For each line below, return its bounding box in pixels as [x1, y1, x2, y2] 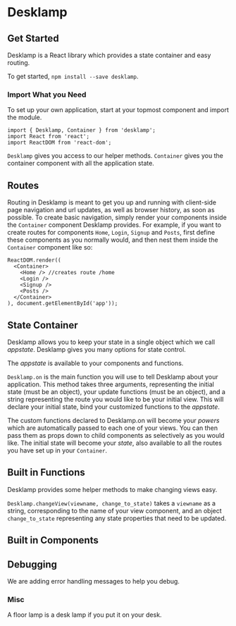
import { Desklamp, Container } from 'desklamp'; [7, 127, 156, 134]
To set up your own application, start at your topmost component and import [7, 106, 229, 114]
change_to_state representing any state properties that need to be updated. [7, 514, 227, 522]
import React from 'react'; [7, 133, 90, 140]
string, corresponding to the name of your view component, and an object [7, 506, 222, 515]
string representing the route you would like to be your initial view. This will [7, 395, 224, 403]
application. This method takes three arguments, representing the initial [7, 380, 215, 388]
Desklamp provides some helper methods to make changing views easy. [7, 485, 218, 493]
